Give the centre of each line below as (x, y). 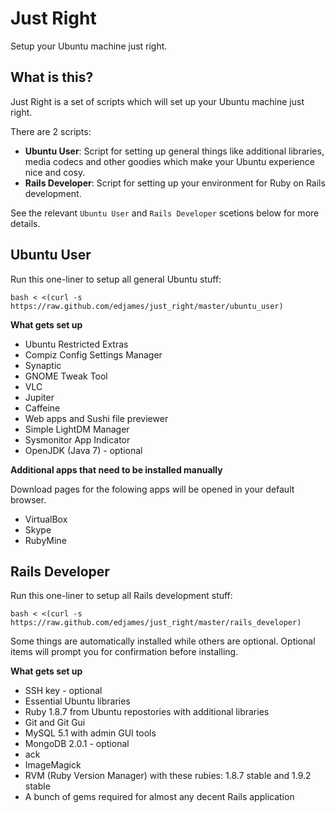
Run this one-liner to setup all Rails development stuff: (121, 596)
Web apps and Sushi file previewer (96, 418)
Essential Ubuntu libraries (77, 701)
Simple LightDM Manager (77, 429)
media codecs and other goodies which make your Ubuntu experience (169, 161)
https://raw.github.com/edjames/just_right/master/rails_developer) (156, 623)
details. (25, 223)
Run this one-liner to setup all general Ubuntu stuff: (116, 279)
